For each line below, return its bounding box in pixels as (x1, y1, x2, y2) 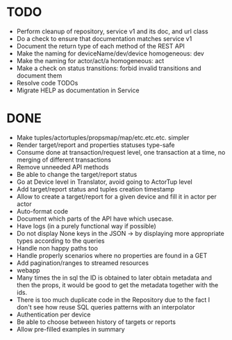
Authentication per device (16, 310, 91, 318)
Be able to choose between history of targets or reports (16, 317, 176, 326)
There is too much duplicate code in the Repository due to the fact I (16, 296, 210, 304)
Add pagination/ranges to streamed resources (16, 258, 149, 267)
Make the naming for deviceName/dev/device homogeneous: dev (16, 49, 204, 58)
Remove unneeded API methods (16, 162, 109, 171)
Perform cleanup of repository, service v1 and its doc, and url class (16, 27, 209, 35)
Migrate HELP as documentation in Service (16, 86, 140, 94)
